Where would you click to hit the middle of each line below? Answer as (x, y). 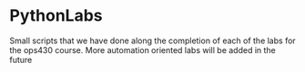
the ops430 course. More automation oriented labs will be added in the (142, 49)
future (21, 59)
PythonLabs (56, 16)
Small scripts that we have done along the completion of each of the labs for (152, 40)
